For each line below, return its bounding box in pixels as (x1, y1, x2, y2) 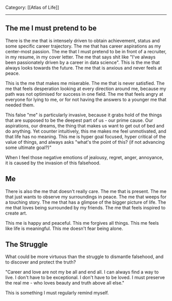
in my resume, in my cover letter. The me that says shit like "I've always (5, 54, 156, 60)
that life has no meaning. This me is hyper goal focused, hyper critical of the (5, 133, 166, 140)
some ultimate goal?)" (5, 144, 52, 150)
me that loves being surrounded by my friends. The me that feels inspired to (5, 204, 166, 210)
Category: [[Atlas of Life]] (5, 5, 59, 10)
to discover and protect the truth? (5, 259, 76, 265)
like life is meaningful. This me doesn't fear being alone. (5, 225, 123, 231)
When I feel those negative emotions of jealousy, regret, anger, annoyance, (5, 154, 164, 160)
